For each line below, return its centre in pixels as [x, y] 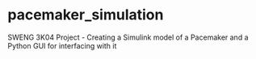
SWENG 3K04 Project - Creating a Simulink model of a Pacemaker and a [128, 37]
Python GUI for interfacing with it [62, 45]
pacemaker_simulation [86, 15]
